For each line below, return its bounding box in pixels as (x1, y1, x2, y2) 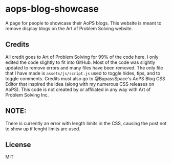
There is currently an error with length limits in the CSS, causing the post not (5, 120, 167, 126)
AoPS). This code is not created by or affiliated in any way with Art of (5, 86, 151, 92)
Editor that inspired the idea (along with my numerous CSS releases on (5, 81, 155, 87)
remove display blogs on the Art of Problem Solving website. (5, 25, 133, 31)
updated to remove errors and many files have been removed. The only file (5, 64, 163, 71)
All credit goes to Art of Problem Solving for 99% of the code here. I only (5, 54, 159, 60)
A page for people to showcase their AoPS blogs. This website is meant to (5, 20, 162, 26)
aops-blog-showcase (5, 3, 99, 15)
